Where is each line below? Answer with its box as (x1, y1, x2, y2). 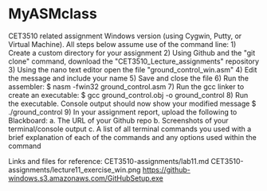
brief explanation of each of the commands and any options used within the (8, 132, 257, 142)
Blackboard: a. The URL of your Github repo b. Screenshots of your (8, 115, 229, 125)
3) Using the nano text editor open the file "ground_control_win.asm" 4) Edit (8, 64, 257, 74)
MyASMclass (8, 5, 97, 23)
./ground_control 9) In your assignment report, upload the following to (8, 107, 238, 116)
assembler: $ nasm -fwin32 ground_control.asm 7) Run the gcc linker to (8, 81, 245, 92)
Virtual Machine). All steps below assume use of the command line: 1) (8, 39, 237, 49)
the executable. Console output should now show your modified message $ (8, 99, 257, 108)
